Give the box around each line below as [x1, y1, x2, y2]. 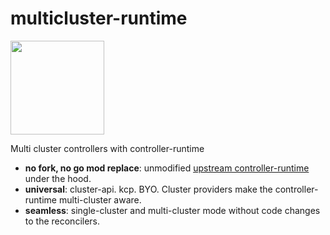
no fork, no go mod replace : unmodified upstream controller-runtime [24, 162, 310, 174]
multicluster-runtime [10, 7, 188, 30]
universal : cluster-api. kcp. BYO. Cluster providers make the [24, 183, 273, 195]
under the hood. [24, 172, 92, 184]
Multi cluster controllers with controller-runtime [10, 142, 205, 154]
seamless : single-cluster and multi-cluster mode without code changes [24, 204, 321, 216]
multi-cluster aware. [58, 193, 142, 206]
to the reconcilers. [24, 215, 101, 227]
